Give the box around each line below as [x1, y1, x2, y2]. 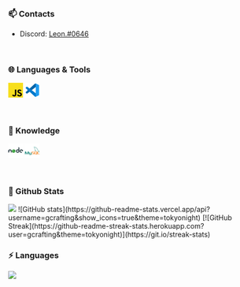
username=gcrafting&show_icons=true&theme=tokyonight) [8, 213, 201, 222]
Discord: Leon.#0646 [19, 29, 89, 39]
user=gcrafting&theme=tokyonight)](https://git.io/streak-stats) [8, 229, 211, 240]
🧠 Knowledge [8, 125, 61, 136]
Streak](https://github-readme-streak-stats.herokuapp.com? [8, 222, 205, 231]
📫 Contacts [8, 8, 55, 19]
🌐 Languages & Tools [8, 64, 91, 75]
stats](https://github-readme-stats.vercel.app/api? [46, 205, 211, 214]
